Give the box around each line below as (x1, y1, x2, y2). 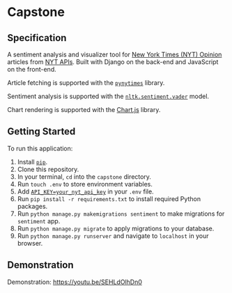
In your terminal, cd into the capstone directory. (17, 172, 152, 181)
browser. (17, 239, 43, 247)
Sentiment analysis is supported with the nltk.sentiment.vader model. (7, 92, 210, 100)
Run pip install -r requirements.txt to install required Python (17, 194, 201, 203)
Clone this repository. (17, 165, 79, 173)
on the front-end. (7, 65, 57, 73)
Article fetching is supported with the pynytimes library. (7, 79, 165, 87)
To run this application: (7, 144, 73, 152)
